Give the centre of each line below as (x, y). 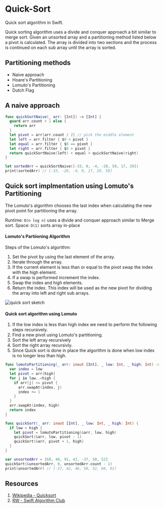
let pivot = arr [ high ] (32, 374)
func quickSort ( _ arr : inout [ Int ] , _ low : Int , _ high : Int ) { (72, 423)
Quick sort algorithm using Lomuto (41, 314)
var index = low (26, 369)
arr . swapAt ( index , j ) (40, 387)
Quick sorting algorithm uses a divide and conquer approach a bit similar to (81, 32)
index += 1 (29, 392)
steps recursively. (30, 330)
